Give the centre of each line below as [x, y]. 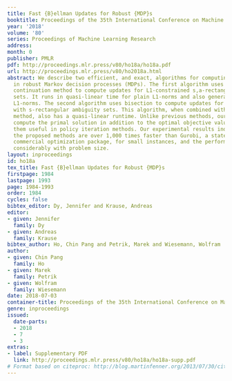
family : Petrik [35, 277]
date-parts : [31, 322]
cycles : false [28, 200]
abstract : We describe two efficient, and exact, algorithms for [103, 78]
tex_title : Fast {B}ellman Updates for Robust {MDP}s [86, 167]
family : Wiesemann [40, 290]
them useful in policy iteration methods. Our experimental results [114, 129]
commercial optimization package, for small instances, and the [108, 142]
